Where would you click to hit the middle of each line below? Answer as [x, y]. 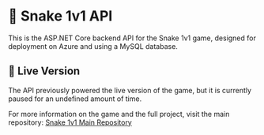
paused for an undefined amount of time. [75, 99]
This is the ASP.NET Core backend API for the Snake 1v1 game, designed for [132, 38]
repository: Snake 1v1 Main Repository [70, 122]
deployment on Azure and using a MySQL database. [93, 46]
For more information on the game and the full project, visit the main [119, 114]
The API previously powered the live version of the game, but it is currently [130, 90]
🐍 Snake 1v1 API [60, 16]
